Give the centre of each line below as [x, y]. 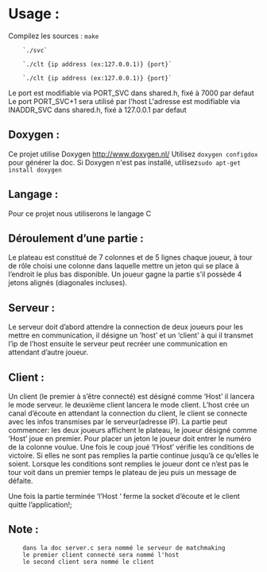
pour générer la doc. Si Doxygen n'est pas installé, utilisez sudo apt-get [124, 162]
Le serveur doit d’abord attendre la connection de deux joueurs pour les [126, 327]
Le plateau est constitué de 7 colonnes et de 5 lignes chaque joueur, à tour [130, 257]
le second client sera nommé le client [89, 562]
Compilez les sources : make [54, 36]
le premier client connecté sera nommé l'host [101, 555]
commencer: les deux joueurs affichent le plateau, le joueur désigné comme [133, 430]
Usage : [34, 14]
